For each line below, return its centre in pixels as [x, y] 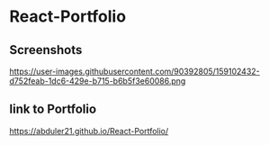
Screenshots [46, 50]
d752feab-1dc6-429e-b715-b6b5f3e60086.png [98, 81]
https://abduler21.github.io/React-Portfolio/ [89, 131]
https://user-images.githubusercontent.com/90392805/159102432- [135, 71]
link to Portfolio [53, 109]
